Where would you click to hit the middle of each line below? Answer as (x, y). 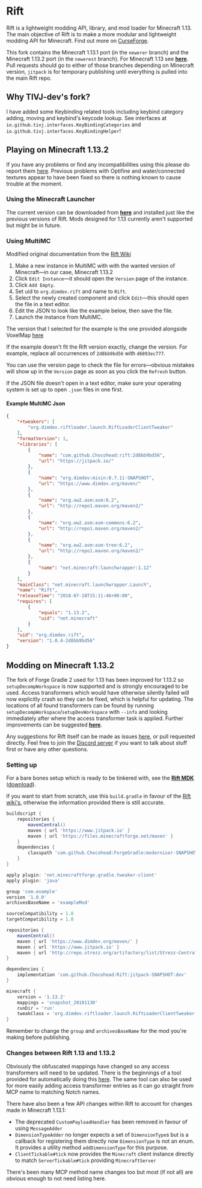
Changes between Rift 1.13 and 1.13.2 (61, 1053)
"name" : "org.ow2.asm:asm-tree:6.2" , (86, 545)
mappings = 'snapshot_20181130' (57, 1003)
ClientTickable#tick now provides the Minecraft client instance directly (104, 1154)
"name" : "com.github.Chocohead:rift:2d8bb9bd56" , (102, 455)
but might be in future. (34, 225)
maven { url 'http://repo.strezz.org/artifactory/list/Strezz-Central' (109, 952)
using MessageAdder (39, 1128)
